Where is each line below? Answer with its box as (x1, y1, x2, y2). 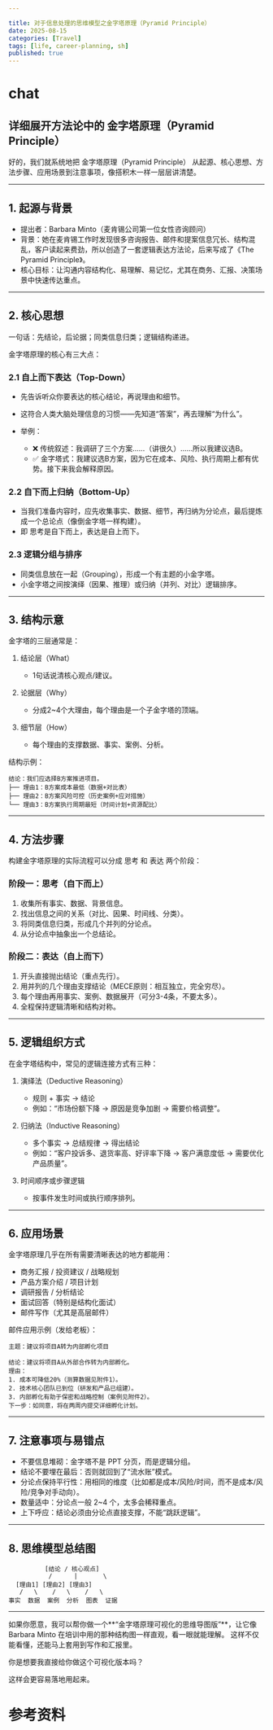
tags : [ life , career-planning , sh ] (8, 42, 129, 50)
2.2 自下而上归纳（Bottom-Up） (8, 486, 136, 497)
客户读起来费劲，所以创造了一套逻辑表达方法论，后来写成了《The (34, 244, 254, 254)
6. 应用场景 (8, 1227, 64, 1241)
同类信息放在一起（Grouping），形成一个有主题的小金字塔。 (19, 569, 219, 579)
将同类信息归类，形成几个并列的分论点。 (19, 918, 156, 928)
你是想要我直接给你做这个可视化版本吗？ (8, 1658, 144, 1667)
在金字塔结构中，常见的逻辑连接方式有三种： (8, 1058, 158, 1068)
